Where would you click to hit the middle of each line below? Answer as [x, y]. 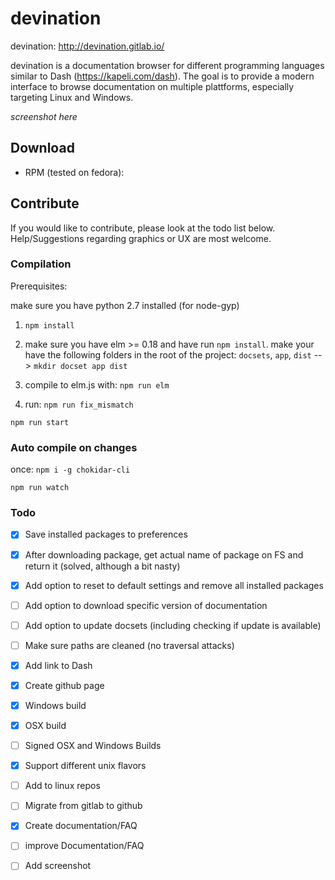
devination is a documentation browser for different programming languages [167, 65]
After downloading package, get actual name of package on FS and [164, 554]
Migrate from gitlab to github [83, 806]
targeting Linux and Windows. [72, 97]
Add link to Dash [58, 665]
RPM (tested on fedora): [74, 172]
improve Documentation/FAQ [84, 846]
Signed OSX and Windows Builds [93, 746]
